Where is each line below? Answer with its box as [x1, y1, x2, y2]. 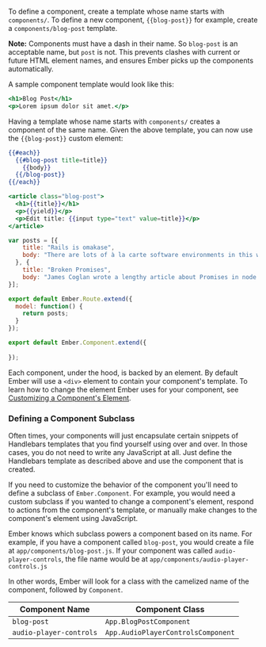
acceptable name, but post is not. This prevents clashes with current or [8, 48, 241, 56]
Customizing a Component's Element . [8, 392, 132, 403]
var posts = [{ [8, 236, 59, 244]
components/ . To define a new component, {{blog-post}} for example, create [8, 15, 258, 25]
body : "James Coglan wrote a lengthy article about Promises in [22, 273, 239, 281]
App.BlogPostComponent [104, 617, 191, 626]
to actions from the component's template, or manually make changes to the [8, 505, 257, 515]
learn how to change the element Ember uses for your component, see [8, 385, 239, 394]
